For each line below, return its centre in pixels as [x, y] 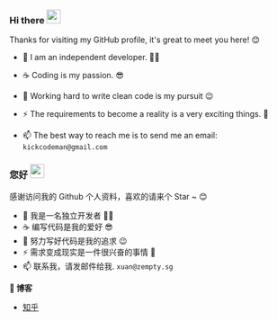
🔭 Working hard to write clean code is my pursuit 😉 [118, 96]
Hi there [27, 20]
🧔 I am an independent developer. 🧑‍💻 [91, 58]
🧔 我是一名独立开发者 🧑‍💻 [68, 215]
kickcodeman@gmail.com [65, 147]
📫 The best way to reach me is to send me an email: [120, 136]
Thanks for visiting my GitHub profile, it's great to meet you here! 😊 [135, 40]
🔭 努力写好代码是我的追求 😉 [75, 241]
